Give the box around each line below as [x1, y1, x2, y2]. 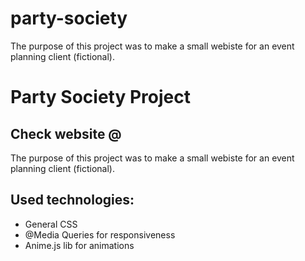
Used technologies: [10, 192, 135, 209]
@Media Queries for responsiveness [24, 228, 176, 241]
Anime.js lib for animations [24, 239, 135, 251]
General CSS [24, 218, 78, 230]
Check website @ [10, 125, 122, 142]
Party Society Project [10, 86, 191, 109]
